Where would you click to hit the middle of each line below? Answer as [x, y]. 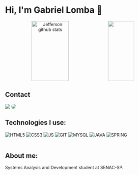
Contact [18, 95]
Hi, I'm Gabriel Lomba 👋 [54, 10]
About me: [22, 156]
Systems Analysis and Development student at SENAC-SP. [64, 168]
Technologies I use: [36, 123]
